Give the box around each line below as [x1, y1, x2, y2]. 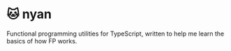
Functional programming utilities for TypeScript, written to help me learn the [6, 29, 225, 38]
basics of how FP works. [6, 36, 77, 45]
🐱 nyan [6, 6, 52, 22]
